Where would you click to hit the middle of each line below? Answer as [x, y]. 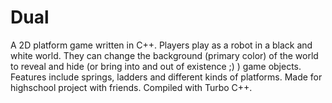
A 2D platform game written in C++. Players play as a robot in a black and [161, 45]
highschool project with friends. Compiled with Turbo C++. [131, 87]
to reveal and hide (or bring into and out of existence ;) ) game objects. [156, 66]
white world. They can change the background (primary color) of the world [164, 55]
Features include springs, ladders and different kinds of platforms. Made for [166, 77]
